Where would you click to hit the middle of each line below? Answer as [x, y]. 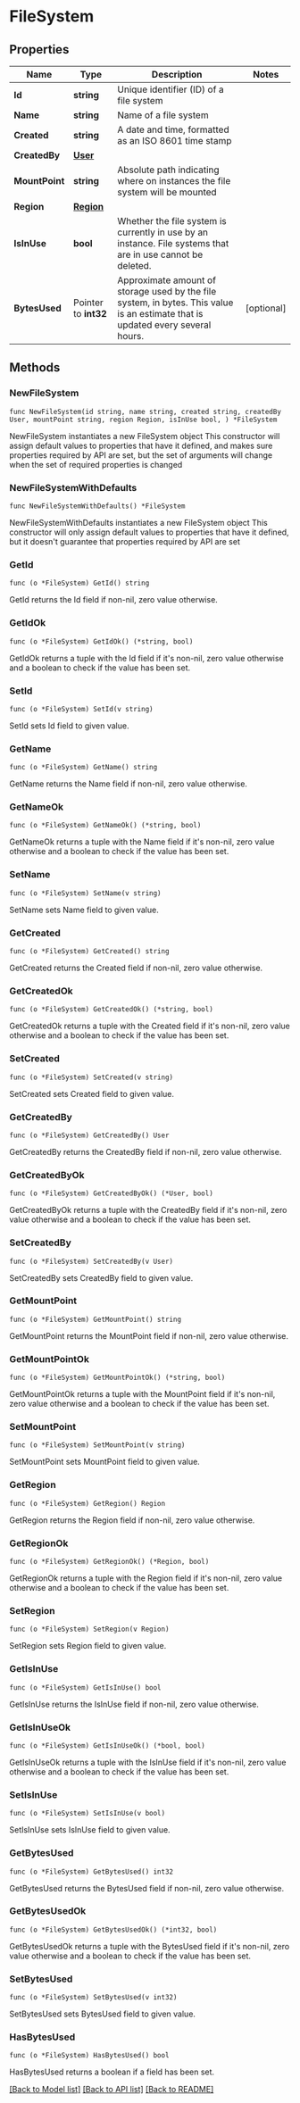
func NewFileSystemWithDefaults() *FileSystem [97, 506]
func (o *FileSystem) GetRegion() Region [87, 1503]
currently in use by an [162, 232]
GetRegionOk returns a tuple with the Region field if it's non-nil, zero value [146, 1578]
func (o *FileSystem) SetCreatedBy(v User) [92, 1261]
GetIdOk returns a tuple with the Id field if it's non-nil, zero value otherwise [146, 658]
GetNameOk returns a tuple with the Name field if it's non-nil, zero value [142, 842]
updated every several [164, 325]
